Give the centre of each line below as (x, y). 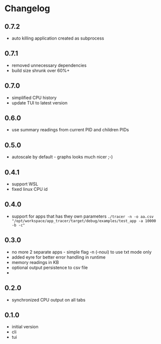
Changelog (27, 9)
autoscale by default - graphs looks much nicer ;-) (62, 157)
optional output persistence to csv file (50, 267)
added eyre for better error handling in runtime (59, 257)
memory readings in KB (35, 262)
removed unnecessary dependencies (49, 65)
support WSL (25, 184)
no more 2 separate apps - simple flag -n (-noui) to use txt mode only (81, 252)
